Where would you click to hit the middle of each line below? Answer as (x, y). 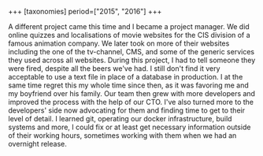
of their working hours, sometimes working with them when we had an (122, 136)
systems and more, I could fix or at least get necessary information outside (130, 127)
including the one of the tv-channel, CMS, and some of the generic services (131, 52)
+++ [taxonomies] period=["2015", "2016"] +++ (85, 11)
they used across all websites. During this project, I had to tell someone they (132, 60)
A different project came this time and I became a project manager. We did (129, 26)
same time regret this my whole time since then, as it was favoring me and (129, 85)
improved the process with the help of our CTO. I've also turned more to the (131, 102)
